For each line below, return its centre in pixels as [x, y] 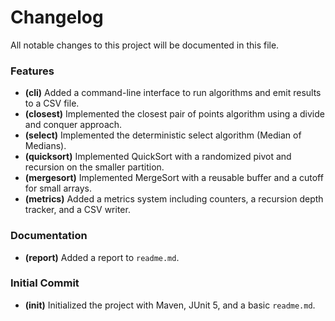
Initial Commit [45, 283]
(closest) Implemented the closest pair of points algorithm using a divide [174, 114]
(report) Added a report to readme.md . [102, 257]
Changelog [57, 17]
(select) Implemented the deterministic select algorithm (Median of [163, 135]
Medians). [45, 146]
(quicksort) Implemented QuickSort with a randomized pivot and [158, 157]
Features [32, 71]
